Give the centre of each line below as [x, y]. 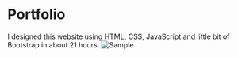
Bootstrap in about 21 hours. [54, 44]
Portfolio [36, 15]
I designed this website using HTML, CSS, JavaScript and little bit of [119, 36]
